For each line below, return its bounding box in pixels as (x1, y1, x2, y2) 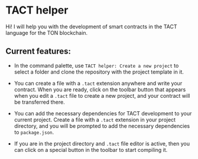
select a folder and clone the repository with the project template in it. (14, 68, 184, 75)
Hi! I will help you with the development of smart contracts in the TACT (5, 23, 177, 30)
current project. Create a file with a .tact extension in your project (14, 116, 176, 123)
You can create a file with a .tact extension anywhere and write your (14, 79, 183, 87)
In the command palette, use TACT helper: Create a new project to (14, 62, 179, 69)
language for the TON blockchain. (5, 29, 88, 36)
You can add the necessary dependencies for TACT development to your (14, 110, 192, 117)
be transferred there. (14, 98, 66, 105)
